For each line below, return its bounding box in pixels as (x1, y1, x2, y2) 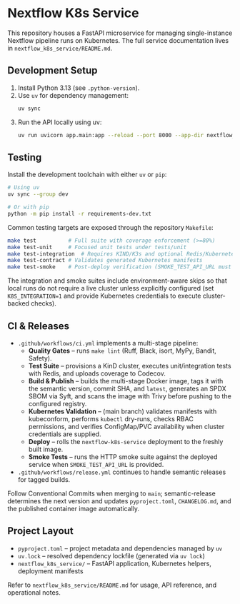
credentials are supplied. (28, 430, 101, 438)
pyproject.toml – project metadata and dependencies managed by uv (17, 544, 223, 553)
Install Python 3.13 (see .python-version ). (17, 84, 140, 92)
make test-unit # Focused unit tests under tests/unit (7, 243, 187, 251)
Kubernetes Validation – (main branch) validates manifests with (28, 407, 217, 416)
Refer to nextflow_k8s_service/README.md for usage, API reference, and (7, 580, 216, 589)
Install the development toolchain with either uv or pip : (7, 170, 167, 179)
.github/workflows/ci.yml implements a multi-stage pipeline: (17, 339, 199, 347)
